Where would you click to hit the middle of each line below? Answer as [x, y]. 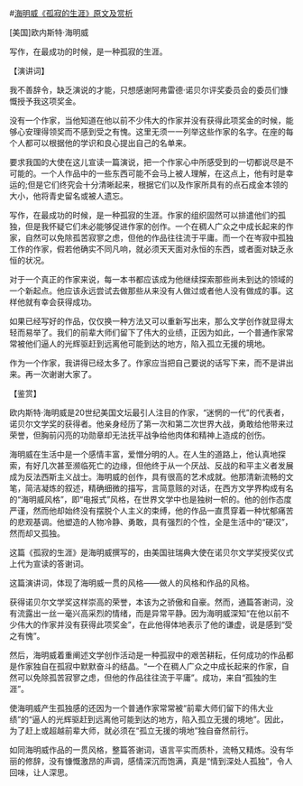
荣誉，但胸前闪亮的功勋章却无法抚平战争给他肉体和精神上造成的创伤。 [140, 435]
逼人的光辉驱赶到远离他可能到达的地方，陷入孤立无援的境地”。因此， [160, 719]
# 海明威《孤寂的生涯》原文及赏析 [71, 13]
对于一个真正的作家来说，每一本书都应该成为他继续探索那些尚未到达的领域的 [151, 279]
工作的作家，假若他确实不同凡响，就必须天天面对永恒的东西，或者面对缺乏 [147, 249]
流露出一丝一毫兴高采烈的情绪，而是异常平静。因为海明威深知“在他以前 [149, 613]
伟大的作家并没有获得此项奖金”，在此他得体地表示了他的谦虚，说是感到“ [151, 624]
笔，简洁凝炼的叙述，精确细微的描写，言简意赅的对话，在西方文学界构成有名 [151, 488]
